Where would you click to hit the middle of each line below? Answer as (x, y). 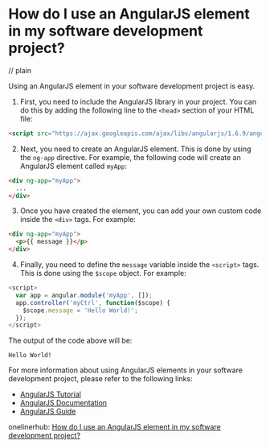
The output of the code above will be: (70, 341)
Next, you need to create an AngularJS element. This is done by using (135, 149)
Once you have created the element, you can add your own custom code (141, 211)
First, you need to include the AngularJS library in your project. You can (138, 101)
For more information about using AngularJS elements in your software (126, 370)
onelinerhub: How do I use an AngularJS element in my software (115, 427)
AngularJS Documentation (63, 403)
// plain (20, 70)
